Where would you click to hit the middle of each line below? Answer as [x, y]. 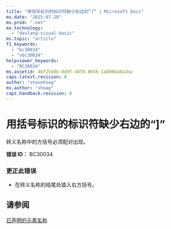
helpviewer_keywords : [33, 60]
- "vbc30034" [27, 55]
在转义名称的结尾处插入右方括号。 [56, 184]
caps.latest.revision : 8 [36, 77]
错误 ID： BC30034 [29, 154]
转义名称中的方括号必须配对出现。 [47, 142]
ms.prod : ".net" [26, 22]
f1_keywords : [22, 45]
